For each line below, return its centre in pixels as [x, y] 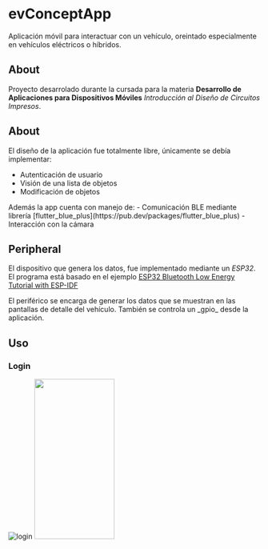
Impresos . [25, 106]
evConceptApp [60, 14]
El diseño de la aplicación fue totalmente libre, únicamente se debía [120, 150]
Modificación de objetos [60, 191]
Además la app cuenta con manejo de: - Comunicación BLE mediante [123, 207]
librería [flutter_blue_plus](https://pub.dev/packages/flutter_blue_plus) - [127, 215]
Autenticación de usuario [61, 174]
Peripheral [35, 249]
